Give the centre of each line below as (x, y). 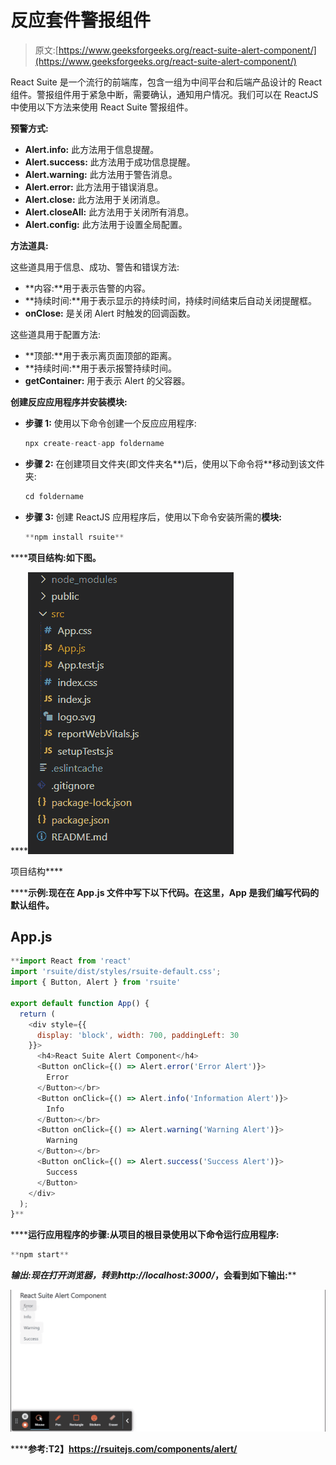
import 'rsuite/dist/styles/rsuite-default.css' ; (116, 972)
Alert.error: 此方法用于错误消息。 (94, 187)
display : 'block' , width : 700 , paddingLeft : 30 (138, 1035)
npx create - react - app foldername (94, 443)
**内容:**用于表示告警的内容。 (87, 288)
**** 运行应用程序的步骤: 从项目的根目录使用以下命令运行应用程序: (145, 1235)
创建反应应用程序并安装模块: (69, 402)
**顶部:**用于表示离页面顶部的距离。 (100, 355)
